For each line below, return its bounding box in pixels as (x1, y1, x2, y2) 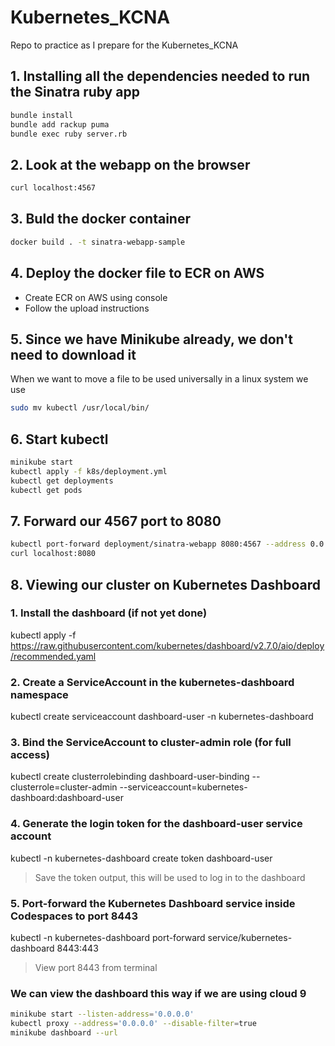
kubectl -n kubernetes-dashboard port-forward (10, 932, 206, 943)
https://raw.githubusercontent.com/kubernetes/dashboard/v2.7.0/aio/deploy (10, 639, 325, 651)
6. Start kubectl (10, 431, 109, 448)
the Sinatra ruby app (10, 84, 140, 101)
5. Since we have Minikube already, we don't (10, 331, 293, 348)
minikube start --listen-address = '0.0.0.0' (10, 1009, 195, 1020)
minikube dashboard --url (10, 1028, 118, 1038)
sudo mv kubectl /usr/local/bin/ (10, 403, 150, 413)
